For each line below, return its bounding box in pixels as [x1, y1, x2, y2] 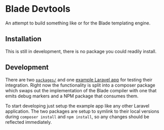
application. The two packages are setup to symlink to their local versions [5, 108, 159, 114]
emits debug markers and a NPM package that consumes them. [5, 93, 139, 99]
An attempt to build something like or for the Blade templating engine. [5, 20, 151, 26]
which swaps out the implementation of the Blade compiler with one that [5, 87, 157, 93]
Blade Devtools [5, 3, 71, 15]
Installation [5, 35, 42, 43]
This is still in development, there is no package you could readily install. [5, 48, 157, 54]
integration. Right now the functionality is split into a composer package [5, 82, 156, 88]
